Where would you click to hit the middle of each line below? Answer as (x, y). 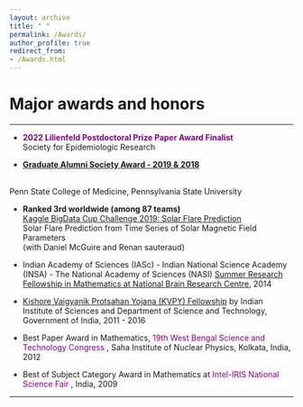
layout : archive (40, 18)
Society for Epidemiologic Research (89, 147)
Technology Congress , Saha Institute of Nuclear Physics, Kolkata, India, (156, 347)
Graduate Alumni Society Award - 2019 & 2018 (111, 164)
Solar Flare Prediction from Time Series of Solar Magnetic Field (139, 228)
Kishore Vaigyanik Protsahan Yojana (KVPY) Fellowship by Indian (143, 301)
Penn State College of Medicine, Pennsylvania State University (125, 191)
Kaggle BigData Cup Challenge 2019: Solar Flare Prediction (132, 218)
